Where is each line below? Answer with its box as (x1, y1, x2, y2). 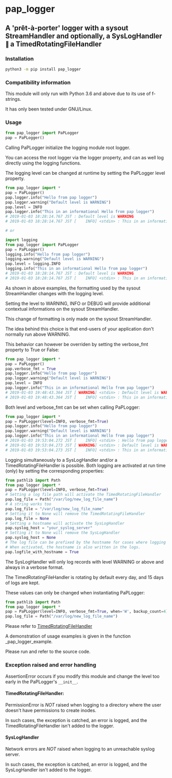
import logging (5, 237, 38, 242)
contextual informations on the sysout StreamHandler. (5, 305, 119, 312)
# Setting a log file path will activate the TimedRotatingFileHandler (5, 492, 161, 497)
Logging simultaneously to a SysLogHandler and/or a (5, 457, 118, 463)
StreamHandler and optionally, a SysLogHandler (5, 31, 162, 40)
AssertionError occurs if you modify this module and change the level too (5, 673, 160, 679)
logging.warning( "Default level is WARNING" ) (5, 257, 104, 262)
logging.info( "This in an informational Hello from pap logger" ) (5, 266, 147, 272)
